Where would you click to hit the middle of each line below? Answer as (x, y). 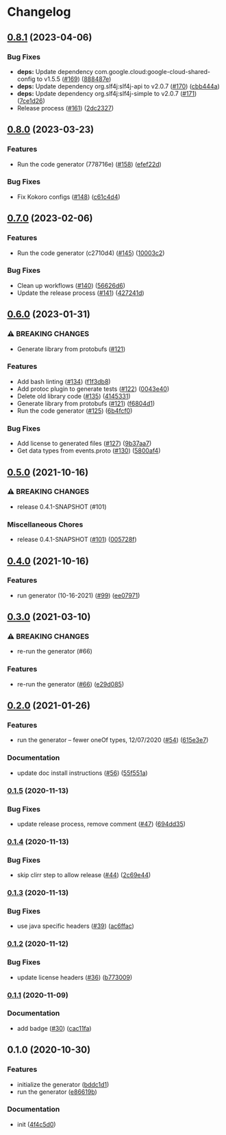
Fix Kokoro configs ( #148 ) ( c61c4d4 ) (69, 197)
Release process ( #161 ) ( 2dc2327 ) (65, 108)
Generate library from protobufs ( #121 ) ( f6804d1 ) (86, 403)
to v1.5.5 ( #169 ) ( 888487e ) (74, 79)
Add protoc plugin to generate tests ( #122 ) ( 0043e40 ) (93, 389)
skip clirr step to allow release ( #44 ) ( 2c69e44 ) (84, 875)
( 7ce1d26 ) (31, 101)
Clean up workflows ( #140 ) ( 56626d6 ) (71, 285)
